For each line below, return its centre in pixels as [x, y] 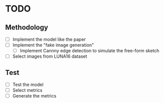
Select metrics [27, 90]
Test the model [28, 85]
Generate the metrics [34, 96]
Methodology [27, 27]
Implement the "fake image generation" [53, 45]
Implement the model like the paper [49, 39]
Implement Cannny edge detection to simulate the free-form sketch [90, 51]
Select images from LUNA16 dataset [50, 56]
